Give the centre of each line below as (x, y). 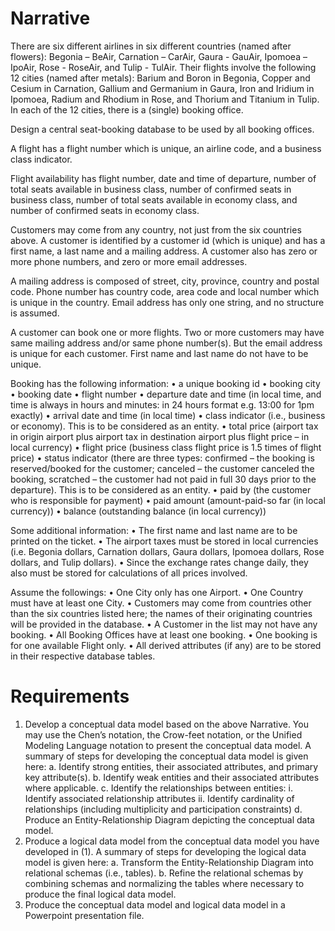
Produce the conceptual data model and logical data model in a (155, 904)
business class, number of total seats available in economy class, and (154, 199)
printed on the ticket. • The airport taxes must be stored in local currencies (164, 541)
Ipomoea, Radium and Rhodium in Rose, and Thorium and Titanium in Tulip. (165, 99)
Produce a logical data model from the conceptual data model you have (172, 841)
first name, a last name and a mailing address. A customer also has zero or (164, 251)
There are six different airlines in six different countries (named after (151, 46)
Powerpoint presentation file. (84, 915)
